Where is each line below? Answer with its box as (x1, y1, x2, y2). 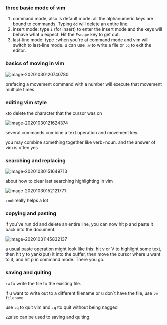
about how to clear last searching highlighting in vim (5, 178, 113, 184)
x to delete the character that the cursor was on (5, 110, 102, 116)
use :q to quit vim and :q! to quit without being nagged (5, 304, 118, 310)
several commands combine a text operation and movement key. (5, 129, 139, 135)
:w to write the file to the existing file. (5, 280, 81, 286)
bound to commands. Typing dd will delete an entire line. (12, 21, 129, 27)
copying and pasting (5, 210, 57, 217)
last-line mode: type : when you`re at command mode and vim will (12, 37, 149, 43)
